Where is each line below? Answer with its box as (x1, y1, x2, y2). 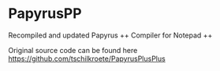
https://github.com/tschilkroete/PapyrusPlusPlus (8, 54, 166, 63)
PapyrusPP (8, 5, 82, 23)
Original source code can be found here (8, 45, 138, 55)
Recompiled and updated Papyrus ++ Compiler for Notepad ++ (8, 30, 213, 40)
